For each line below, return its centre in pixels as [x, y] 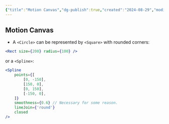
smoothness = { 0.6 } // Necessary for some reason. [66, 103]
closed [21, 112]
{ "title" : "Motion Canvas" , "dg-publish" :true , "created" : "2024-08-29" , [80, 10]
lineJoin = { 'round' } [35, 108]
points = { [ [25, 75]
